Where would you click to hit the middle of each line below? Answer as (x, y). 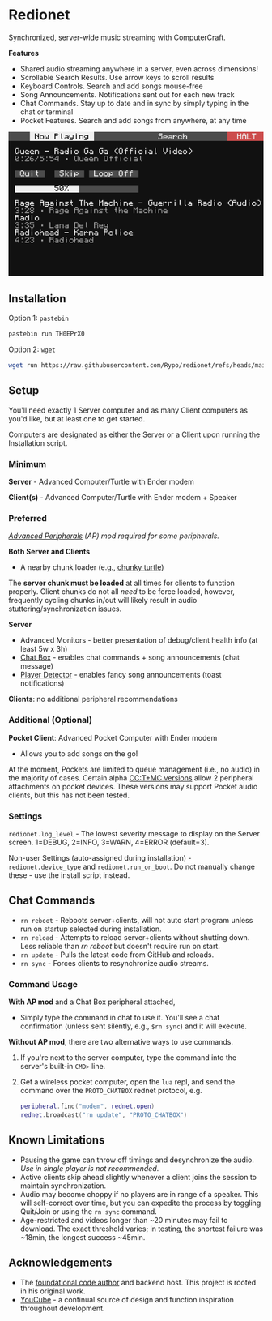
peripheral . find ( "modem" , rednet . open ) (87, 1107)
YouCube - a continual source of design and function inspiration (127, 1299)
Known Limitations (57, 1140)
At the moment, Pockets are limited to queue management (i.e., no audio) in (134, 769)
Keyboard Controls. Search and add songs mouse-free (112, 86)
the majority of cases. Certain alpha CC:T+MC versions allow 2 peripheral (131, 778)
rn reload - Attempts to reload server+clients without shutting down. (135, 937)
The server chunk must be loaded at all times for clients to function (121, 583)
